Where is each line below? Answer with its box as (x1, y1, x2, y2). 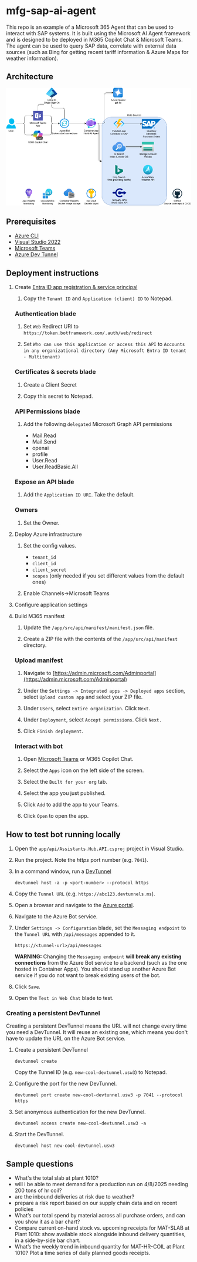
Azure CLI (14, 232, 39, 239)
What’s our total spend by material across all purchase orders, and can (14, 1212, 186, 1219)
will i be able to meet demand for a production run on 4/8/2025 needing (14, 1181, 189, 1188)
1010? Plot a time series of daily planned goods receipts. (14, 1250, 151, 1257)
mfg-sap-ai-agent (6, 4, 96, 18)
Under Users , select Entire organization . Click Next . (23, 704, 151, 711)
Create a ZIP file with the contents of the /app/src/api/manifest (23, 635, 178, 642)
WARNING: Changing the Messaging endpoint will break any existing (14, 953, 182, 960)
